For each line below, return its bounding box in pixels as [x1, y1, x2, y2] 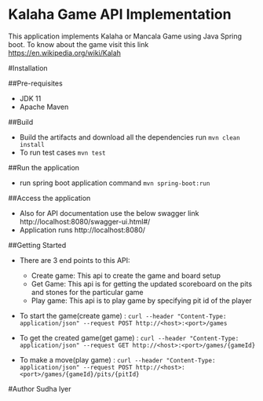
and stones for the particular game [31, 287, 144, 297]
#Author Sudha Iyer [8, 384, 72, 393]
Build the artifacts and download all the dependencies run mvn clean [19, 132, 241, 142]
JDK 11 [19, 93, 42, 103]
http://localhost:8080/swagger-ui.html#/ [19, 217, 151, 226]
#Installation [8, 63, 49, 72]
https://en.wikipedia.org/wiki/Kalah [8, 48, 122, 57]
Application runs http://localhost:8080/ [19, 225, 146, 235]
